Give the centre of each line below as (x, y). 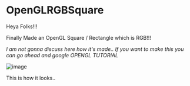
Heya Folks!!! (22, 26)
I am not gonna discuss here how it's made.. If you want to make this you (95, 49)
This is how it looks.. (31, 78)
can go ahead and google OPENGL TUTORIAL (62, 55)
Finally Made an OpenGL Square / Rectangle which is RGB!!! (79, 37)
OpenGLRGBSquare (55, 10)
